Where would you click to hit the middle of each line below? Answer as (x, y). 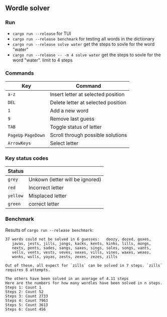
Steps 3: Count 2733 (27, 296)
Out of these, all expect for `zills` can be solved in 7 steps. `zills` (84, 265)
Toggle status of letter (76, 127)
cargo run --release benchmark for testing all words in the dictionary (83, 39)
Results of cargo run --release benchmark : (49, 230)
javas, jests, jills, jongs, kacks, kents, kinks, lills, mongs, (81, 243)
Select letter (64, 143)
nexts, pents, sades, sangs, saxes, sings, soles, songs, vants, (81, 248)
